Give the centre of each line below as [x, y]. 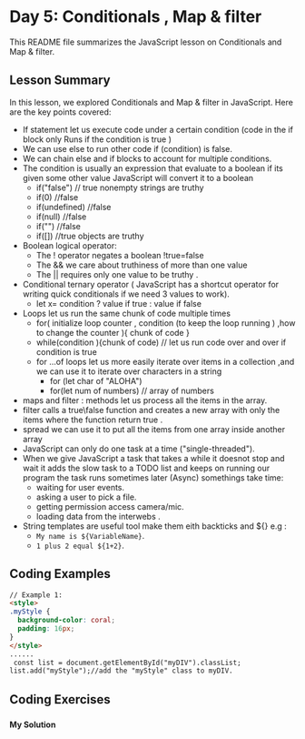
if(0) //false [57, 197]
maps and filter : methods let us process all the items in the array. [145, 400]
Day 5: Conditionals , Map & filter [136, 17]
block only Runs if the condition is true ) [97, 139]
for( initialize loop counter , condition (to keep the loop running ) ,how [166, 323]
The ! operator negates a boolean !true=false [120, 255]
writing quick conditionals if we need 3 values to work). [126, 294]
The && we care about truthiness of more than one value [142, 265]
